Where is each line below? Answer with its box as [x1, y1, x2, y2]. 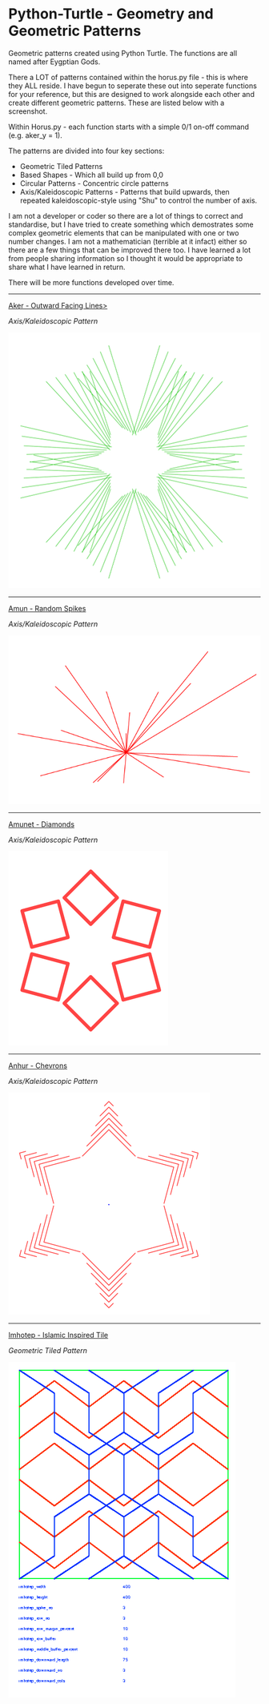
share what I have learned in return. [8, 262, 126, 272]
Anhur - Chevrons [8, 1061, 68, 1070]
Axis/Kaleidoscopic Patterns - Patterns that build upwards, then [19, 187, 230, 196]
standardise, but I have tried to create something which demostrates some [8, 220, 254, 229]
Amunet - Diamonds [8, 819, 74, 829]
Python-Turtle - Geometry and [8, 5, 214, 23]
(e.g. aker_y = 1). [8, 130, 62, 140]
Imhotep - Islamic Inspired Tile [8, 1330, 109, 1339]
